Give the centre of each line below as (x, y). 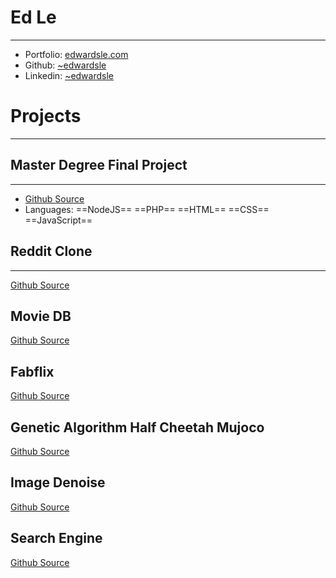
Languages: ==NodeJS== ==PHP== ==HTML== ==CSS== (147, 209)
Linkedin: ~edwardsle (69, 75)
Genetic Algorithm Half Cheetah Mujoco (137, 427)
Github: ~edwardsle (65, 65)
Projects (46, 116)
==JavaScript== (58, 220)
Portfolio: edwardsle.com (76, 54)
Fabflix (32, 371)
